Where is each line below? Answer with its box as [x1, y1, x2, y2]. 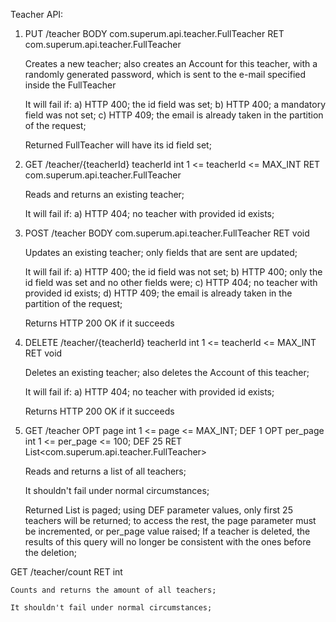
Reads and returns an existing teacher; [24, 189, 185, 200]
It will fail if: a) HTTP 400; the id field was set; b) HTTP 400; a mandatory [24, 99, 327, 110]
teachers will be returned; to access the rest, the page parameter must [24, 515, 317, 526]
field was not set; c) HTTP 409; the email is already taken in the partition [24, 109, 324, 121]
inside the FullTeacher [24, 79, 117, 91]
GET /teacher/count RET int [10, 566, 123, 578]
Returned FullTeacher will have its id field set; [24, 139, 212, 151]
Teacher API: [10, 9, 64, 20]
